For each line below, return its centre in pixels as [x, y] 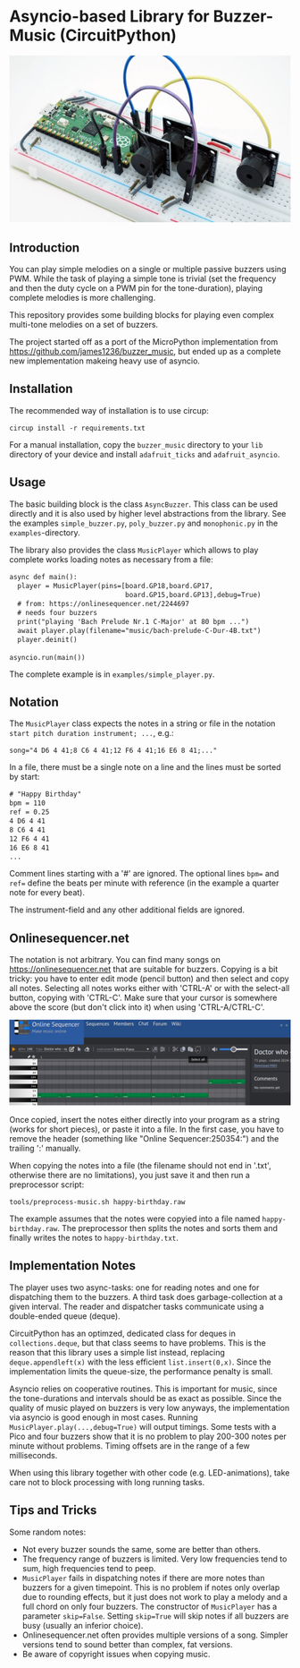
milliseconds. [33, 1455]
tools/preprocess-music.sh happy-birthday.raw [97, 1202]
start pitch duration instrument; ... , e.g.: [92, 733]
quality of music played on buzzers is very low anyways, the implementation [150, 1407]
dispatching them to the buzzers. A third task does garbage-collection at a [146, 1296]
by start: [25, 777]
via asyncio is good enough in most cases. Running [104, 1417]
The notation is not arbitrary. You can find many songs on [115, 960]
